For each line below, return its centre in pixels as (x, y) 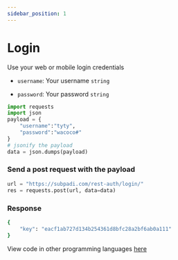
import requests (30, 107)
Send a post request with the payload (71, 169)
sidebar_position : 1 (37, 14)
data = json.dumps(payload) (48, 152)
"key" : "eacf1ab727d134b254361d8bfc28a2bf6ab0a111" (96, 229)
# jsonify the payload (40, 145)
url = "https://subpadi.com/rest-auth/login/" (75, 184)
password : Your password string (63, 94)
